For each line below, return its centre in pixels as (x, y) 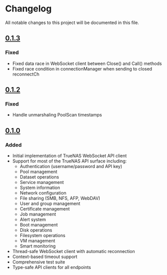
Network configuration (43, 193)
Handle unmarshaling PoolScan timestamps (57, 115)
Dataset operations (39, 177)
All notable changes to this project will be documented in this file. (72, 22)
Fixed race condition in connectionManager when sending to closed (82, 68)
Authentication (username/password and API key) (71, 166)
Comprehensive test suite (39, 262)
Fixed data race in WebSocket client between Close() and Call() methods (87, 63)
